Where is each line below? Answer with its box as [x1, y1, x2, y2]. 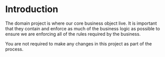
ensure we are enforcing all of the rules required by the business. [5, 31, 141, 37]
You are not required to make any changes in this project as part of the [5, 40, 152, 46]
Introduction [5, 4, 59, 15]
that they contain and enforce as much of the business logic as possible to [5, 25, 160, 31]
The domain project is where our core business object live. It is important [5, 20, 157, 26]
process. [5, 46, 24, 52]
